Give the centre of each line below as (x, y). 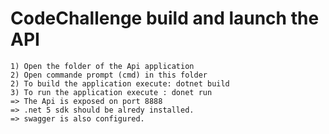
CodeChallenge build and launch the (165, 18)
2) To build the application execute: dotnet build (120, 83)
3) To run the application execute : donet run (111, 92)
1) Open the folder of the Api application (102, 66)
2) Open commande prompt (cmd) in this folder (109, 75)
